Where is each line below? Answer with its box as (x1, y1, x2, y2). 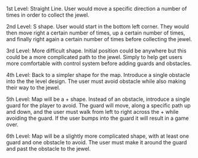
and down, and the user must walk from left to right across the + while (6, 109, 179, 115)
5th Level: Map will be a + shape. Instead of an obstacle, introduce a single (6, 95, 190, 103)
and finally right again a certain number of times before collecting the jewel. (6, 36, 192, 42)
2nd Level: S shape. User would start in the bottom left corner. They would (6, 23, 189, 30)
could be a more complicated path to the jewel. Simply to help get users (6, 54, 183, 60)
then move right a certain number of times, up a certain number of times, (6, 29, 185, 36)
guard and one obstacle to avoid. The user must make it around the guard (6, 139, 187, 145)
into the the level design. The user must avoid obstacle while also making (6, 78, 186, 85)
